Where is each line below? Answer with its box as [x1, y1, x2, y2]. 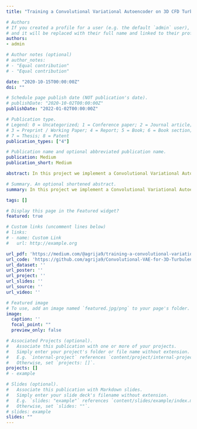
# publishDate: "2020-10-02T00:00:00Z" [6, 101, 104, 107]
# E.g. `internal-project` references [6, 354, 107, 360]
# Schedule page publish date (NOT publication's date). [6, 95, 148, 101]
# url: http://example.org [6, 240, 77, 246]
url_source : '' [6, 284, 43, 290]
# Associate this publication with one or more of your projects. [6, 343, 177, 349]
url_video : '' [6, 289, 41, 295]
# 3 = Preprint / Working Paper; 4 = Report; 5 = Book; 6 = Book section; [6, 127, 193, 133]
